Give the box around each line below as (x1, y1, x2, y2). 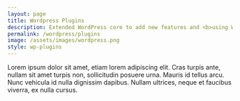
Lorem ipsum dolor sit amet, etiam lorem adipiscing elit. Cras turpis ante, (7, 63, 221, 71)
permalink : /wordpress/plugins (7, 30, 101, 38)
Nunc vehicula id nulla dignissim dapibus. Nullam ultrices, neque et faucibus (7, 78, 232, 86)
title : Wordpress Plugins (7, 17, 84, 24)
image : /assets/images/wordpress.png (7, 37, 120, 44)
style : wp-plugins (7, 43, 62, 51)
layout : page (7, 10, 46, 18)
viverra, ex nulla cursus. (7, 86, 78, 94)
